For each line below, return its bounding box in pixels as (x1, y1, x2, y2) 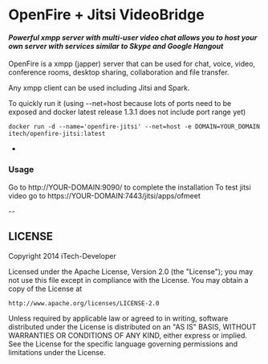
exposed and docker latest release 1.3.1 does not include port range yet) (8, 107, 246, 117)
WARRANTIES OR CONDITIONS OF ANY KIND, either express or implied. (8, 330, 247, 340)
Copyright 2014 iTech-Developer (8, 251, 116, 260)
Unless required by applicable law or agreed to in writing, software (8, 313, 229, 323)
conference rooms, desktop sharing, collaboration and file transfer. (8, 67, 230, 77)
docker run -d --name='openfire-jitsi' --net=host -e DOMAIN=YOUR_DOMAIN (8, 123, 261, 131)
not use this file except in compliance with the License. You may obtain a (8, 275, 249, 284)
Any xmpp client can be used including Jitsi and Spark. (8, 83, 190, 93)
